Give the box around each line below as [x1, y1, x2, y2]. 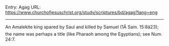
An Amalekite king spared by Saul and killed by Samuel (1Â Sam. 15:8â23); [5, 24, 159, 30]
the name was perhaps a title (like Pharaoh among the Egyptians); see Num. [5, 31, 162, 37]
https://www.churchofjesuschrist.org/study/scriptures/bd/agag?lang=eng [5, 9, 157, 15]
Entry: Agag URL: [5, 4, 41, 10]
